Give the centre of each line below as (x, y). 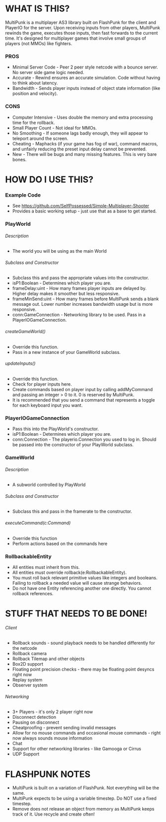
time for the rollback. (33, 123)
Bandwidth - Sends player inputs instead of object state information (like (86, 88)
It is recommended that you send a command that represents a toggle (83, 400)
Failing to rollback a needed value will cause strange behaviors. (77, 583)
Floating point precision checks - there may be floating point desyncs (83, 669)
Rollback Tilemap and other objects (49, 659)
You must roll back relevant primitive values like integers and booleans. (85, 578)
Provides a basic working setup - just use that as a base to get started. (84, 211)
